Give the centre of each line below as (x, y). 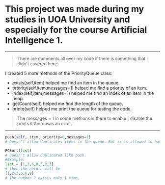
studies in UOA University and (68, 19)
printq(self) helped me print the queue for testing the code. (72, 108)
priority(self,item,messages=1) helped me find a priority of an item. (80, 88)
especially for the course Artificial (76, 30)
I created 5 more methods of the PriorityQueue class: (59, 73)
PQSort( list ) (18, 151)
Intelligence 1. (34, 40)
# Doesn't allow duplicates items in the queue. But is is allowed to (79, 142)
